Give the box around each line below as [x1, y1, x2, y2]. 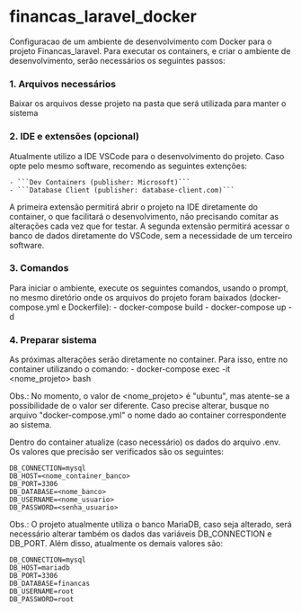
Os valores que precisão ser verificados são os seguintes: [9, 446, 225, 457]
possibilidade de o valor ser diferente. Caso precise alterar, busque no [9, 401, 270, 411]
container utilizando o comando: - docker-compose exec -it [9, 364, 231, 374]
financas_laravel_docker [9, 6, 198, 27]
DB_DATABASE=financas [9, 579, 91, 589]
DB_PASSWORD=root [9, 595, 75, 604]
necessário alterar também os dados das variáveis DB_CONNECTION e [9, 528, 272, 539]
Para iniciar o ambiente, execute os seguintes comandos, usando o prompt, [9, 282, 289, 293]
